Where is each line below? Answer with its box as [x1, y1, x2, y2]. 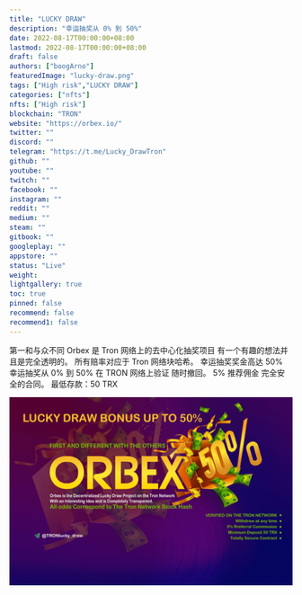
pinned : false [9, 299, 63, 308]
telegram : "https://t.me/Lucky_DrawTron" [9, 147, 167, 156]
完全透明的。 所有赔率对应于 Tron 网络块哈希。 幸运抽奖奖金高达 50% [24, 356, 283, 367]
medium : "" [9, 214, 50, 223]
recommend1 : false [9, 317, 78, 327]
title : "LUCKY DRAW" [9, 14, 87, 23]
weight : [9, 271, 39, 280]
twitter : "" [9, 129, 54, 138]
